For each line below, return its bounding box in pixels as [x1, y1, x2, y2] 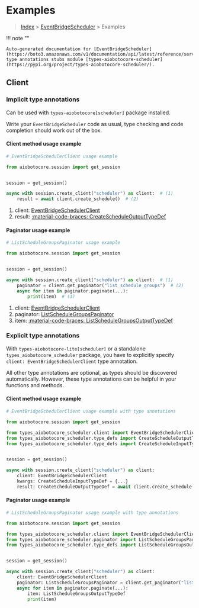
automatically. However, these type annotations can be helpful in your [6, 375, 176, 382]
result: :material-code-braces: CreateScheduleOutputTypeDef [14, 213, 166, 220]
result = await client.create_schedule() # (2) [17, 196, 139, 202]
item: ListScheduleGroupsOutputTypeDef [27, 590, 126, 597]
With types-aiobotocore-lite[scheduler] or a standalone [6, 345, 146, 352]
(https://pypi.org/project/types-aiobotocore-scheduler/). [6, 62, 155, 67]
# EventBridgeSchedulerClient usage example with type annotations [6, 408, 176, 414]
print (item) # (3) [27, 294, 76, 300]
